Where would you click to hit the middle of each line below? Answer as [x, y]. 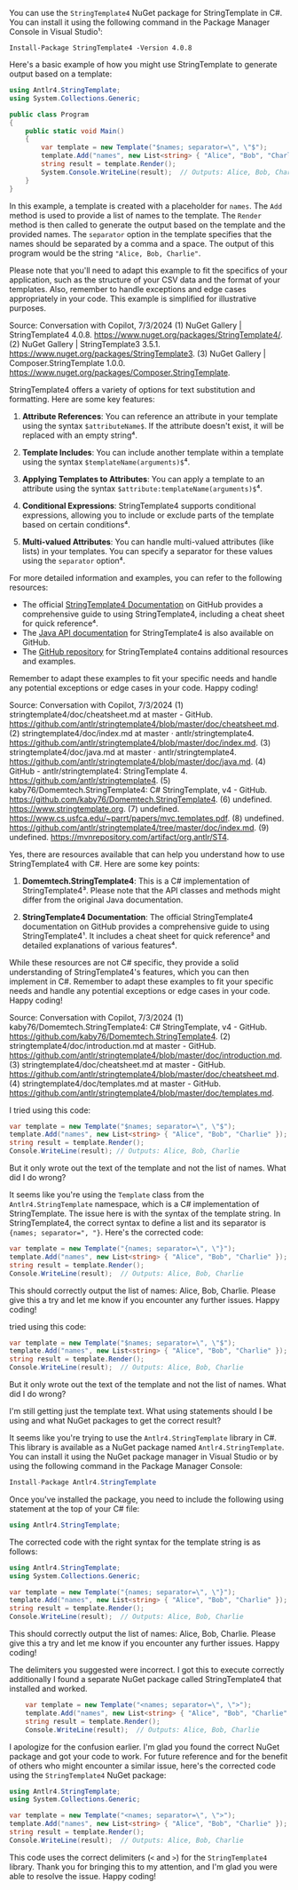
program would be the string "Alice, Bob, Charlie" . [105, 253]
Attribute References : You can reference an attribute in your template [150, 416]
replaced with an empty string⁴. [79, 435]
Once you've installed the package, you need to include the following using [146, 1499]
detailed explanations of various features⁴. [99, 945]
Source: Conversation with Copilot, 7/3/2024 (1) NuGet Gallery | [125, 325]
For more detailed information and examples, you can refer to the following [145, 577]
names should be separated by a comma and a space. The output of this [142, 243]
